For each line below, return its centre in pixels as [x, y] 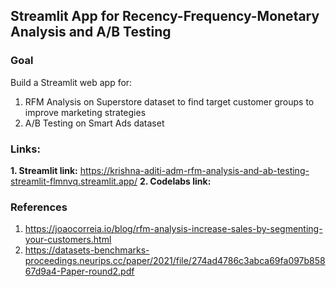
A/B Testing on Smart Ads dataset [94, 123]
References [39, 207]
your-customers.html [68, 240]
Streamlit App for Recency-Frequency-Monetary [165, 16]
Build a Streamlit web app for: [71, 82]
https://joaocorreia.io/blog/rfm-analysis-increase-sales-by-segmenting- [173, 229]
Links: [25, 149]
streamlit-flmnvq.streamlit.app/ [74, 181]
